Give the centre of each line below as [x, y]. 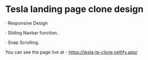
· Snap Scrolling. [22, 42]
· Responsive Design [27, 23]
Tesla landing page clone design [75, 9]
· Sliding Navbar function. [32, 32]
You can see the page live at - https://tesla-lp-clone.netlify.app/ [71, 52]
